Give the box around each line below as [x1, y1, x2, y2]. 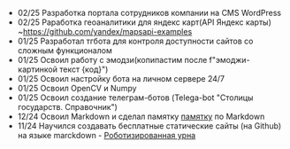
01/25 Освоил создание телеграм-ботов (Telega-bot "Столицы [17, 92, 254, 103]
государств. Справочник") [17, 102, 118, 112]
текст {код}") [58, 64, 109, 74]
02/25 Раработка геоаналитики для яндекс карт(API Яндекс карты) [17, 17, 272, 27]
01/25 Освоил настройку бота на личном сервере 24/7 [17, 74, 225, 83]
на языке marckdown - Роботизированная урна [17, 130, 196, 140]
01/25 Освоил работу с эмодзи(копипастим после [17, 55, 208, 65]
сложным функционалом [17, 45, 112, 56]
